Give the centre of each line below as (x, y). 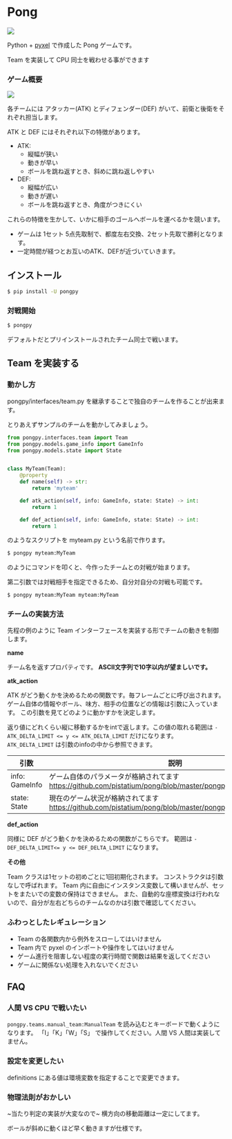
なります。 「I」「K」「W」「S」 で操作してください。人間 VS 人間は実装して (114, 1033)
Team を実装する (43, 363)
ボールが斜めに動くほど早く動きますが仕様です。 (77, 1129)
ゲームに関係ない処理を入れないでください (77, 965)
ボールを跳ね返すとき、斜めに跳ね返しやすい (91, 172)
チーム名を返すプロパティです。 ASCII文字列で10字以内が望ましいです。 (109, 667)
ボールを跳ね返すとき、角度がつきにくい (85, 205)
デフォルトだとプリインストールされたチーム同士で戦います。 (94, 340)
